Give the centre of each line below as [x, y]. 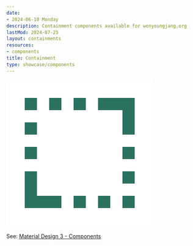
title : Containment [31, 58]
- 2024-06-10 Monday [33, 19]
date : [13, 13]
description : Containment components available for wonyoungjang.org [97, 26]
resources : [20, 45]
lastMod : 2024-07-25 [33, 32]
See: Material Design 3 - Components [54, 236]
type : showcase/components [41, 64]
